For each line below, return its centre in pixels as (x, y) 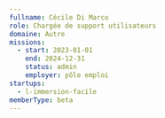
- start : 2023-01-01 (55, 51)
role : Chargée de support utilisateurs (83, 26)
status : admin (51, 67)
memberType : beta (41, 100)
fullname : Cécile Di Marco (59, 17)
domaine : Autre (37, 34)
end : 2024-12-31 (55, 59)
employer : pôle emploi (67, 75)
